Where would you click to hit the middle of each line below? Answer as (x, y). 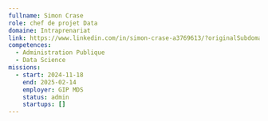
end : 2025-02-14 (50, 82)
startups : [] (44, 104)
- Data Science (41, 60)
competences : (30, 45)
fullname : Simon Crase (46, 16)
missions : (25, 68)
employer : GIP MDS (53, 90)
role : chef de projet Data (53, 23)
